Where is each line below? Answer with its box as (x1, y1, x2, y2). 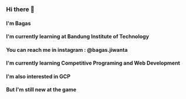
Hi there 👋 (6, 5, 35, 13)
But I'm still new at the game (6, 86, 77, 93)
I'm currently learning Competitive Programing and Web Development (6, 59, 180, 66)
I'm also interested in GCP (6, 73, 71, 80)
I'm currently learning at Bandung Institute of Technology (6, 33, 150, 40)
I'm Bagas (6, 20, 31, 27)
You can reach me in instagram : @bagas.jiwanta (6, 46, 128, 53)
